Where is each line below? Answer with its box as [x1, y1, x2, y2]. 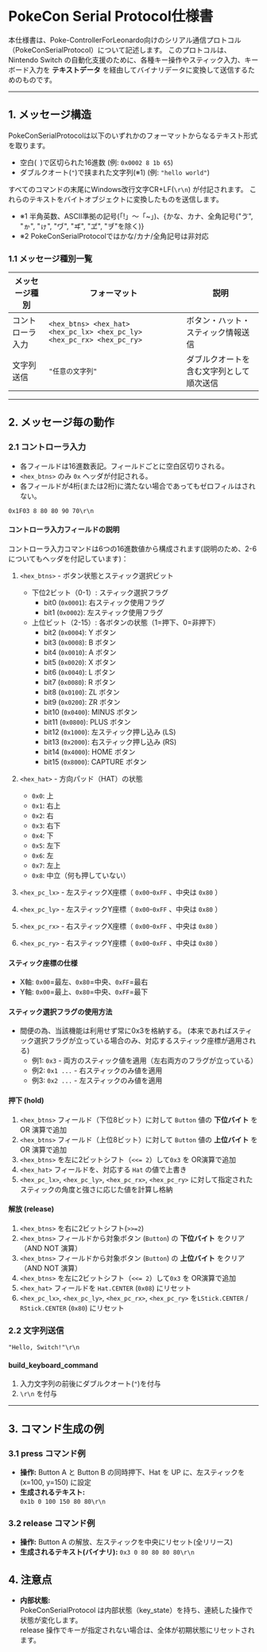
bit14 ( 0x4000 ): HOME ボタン [43, 746, 136, 757]
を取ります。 [8, 140, 50, 150]
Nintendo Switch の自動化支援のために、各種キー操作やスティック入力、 [8, 55, 245, 65]
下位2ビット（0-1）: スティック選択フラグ [31, 587, 169, 597]
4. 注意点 [8, 1572, 52, 1586]
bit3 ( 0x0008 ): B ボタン [43, 637, 117, 647]
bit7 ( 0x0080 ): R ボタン [43, 677, 116, 687]
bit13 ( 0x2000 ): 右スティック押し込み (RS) [43, 737, 177, 746]
